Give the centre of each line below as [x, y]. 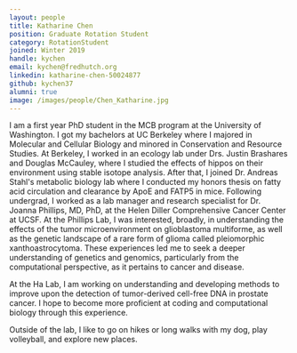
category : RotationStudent [59, 42]
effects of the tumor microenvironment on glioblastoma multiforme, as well [146, 229]
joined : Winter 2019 [48, 51]
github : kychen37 [41, 84]
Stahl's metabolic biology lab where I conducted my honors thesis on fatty [145, 182]
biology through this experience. [69, 313]
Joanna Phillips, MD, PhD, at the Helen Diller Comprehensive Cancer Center [148, 211]
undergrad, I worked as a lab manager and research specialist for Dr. [135, 201]
